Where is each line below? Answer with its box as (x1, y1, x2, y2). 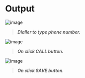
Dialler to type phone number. (17, 29, 81, 35)
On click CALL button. (17, 48, 64, 54)
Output (5, 3, 35, 14)
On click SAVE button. (17, 68, 64, 74)
